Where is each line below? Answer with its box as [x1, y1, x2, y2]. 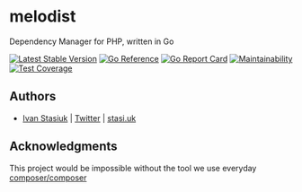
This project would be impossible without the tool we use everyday [9, 162, 257, 173]
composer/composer [9, 172, 87, 183]
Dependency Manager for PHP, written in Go [9, 36, 174, 47]
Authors [9, 89, 57, 104]
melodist [9, 6, 76, 27]
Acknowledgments [9, 139, 119, 154]
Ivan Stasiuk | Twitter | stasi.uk [22, 112, 137, 123]
